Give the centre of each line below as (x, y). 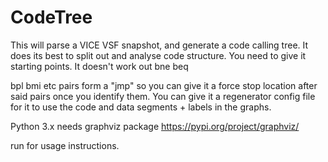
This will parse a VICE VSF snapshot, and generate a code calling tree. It (159, 45)
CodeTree (51, 17)
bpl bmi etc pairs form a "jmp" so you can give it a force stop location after (164, 85)
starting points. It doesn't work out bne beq (99, 66)
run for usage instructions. (65, 145)
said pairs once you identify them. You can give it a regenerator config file (163, 96)
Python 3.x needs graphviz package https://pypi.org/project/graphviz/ (155, 126)
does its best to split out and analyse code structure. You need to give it (158, 55)
